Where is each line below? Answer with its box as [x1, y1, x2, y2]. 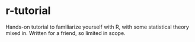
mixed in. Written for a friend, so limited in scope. [5, 29, 126, 36]
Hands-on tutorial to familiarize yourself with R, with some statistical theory [5, 23, 189, 30]
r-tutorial [5, 4, 51, 17]
